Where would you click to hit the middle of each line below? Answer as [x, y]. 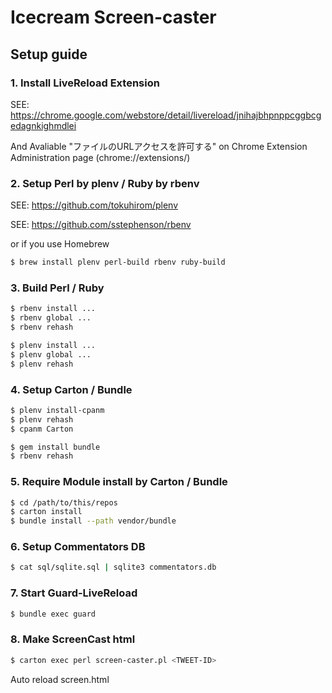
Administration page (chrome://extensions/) [100, 157]
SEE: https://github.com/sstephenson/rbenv [101, 225]
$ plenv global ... [51, 354]
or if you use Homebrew [60, 244]
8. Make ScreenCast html [73, 639]
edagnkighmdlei [43, 125]
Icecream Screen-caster [113, 17]
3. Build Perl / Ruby [57, 288]
